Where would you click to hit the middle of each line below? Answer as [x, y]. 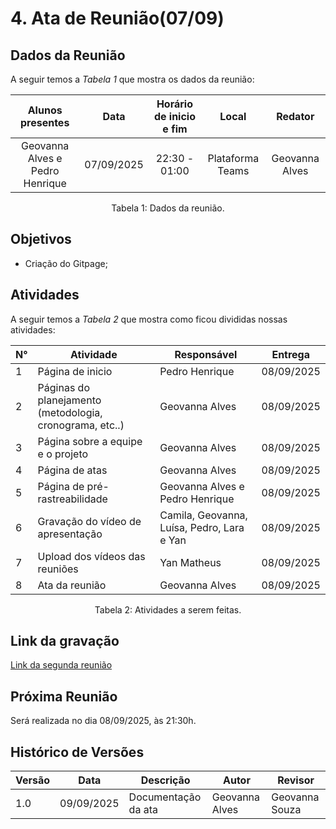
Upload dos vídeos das [91, 556]
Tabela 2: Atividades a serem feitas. [168, 609]
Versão [33, 780]
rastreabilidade [72, 499]
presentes [44, 122]
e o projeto [63, 454]
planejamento [69, 400]
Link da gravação [65, 641]
